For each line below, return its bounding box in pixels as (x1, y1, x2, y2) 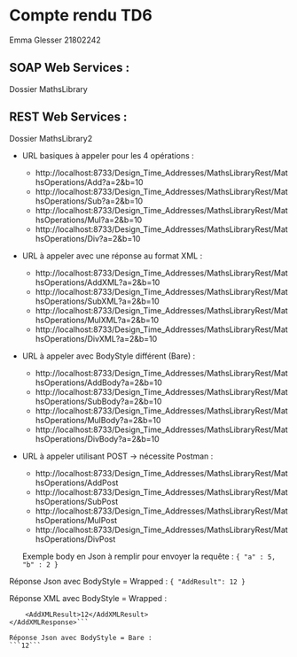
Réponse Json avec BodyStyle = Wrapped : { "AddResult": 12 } (9, 576, 246, 586)
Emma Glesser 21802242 (9, 35, 102, 45)
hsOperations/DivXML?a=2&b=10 (35, 333, 158, 344)
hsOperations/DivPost (35, 533, 116, 545)
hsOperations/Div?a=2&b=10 (35, 233, 141, 243)
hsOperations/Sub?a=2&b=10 (35, 196, 144, 206)
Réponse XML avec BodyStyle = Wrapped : (9, 592, 167, 603)
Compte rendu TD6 (9, 5, 153, 26)
